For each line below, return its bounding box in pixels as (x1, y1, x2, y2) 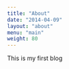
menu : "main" (7, 29, 44, 36)
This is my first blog (7, 54, 63, 62)
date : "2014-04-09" (7, 16, 63, 23)
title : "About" (7, 10, 51, 17)
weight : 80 (7, 36, 38, 42)
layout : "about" (7, 23, 53, 29)
